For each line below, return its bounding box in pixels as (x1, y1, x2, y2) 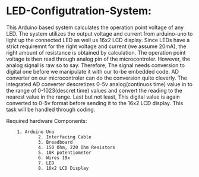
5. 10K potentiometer (37, 150, 92, 156)
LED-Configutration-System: (6, 4, 152, 18)
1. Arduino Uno (17, 129, 55, 135)
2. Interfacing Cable (37, 134, 92, 140)
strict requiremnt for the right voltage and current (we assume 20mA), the (6, 43, 187, 50)
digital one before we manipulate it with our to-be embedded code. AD (6, 68, 179, 75)
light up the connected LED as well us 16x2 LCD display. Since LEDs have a (6, 36, 190, 43)
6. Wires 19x (37, 154, 70, 161)
